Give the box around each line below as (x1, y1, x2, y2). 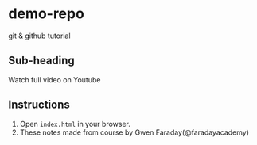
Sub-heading (8, 54, 76, 67)
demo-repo (8, 5, 85, 23)
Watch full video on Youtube (8, 74, 101, 84)
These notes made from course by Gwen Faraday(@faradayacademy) (19, 128, 249, 137)
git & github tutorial (8, 31, 71, 40)
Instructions (8, 98, 70, 112)
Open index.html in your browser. (19, 119, 131, 128)
